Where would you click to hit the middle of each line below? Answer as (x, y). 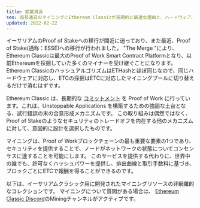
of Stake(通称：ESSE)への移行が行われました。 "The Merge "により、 (92, 48)
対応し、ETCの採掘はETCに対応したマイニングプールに (105, 78)
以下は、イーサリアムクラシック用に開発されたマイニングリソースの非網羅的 (100, 184)
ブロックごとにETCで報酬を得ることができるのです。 (71, 171)
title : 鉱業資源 (25, 12)
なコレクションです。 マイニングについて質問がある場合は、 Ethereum (93, 191)
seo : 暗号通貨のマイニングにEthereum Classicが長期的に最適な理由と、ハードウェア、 (101, 17)
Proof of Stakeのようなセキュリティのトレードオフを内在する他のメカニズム (100, 121)
